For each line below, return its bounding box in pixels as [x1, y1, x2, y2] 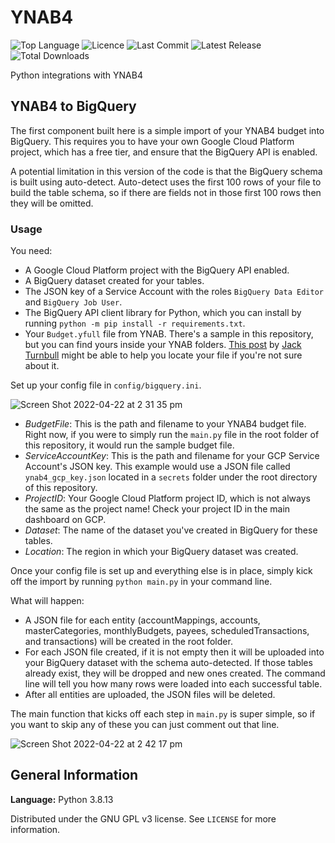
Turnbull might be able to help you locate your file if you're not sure [24, 349, 303, 361]
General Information [10, 767, 139, 784]
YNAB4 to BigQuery [10, 98, 137, 115]
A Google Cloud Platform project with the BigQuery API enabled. [24, 264, 290, 276]
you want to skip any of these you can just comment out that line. [10, 719, 280, 731]
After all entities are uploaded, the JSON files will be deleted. [24, 689, 276, 701]
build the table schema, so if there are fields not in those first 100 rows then [10, 186, 322, 198]
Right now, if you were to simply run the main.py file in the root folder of [24, 429, 320, 441]
